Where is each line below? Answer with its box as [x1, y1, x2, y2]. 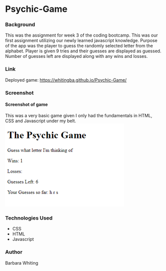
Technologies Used [5, 214, 53, 221]
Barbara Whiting [5, 260, 39, 266]
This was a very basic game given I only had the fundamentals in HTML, [5, 112, 153, 118]
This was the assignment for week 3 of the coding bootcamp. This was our [5, 32, 158, 38]
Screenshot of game [5, 101, 48, 107]
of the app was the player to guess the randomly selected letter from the [5, 43, 153, 49]
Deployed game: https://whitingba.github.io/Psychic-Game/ [5, 77, 127, 83]
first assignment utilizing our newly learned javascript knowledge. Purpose [5, 38, 158, 44]
